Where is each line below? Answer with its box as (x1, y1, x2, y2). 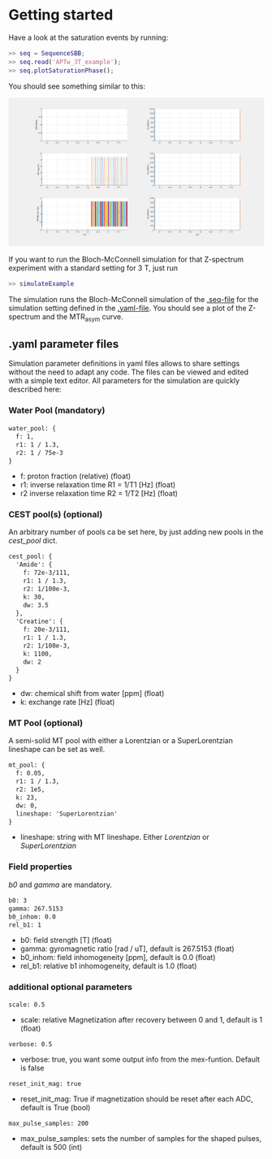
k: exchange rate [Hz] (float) (19, 697, 115, 707)
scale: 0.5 (8, 1001, 45, 1009)
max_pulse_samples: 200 (8, 1119, 89, 1127)
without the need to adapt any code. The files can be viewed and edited (8, 367, 249, 377)
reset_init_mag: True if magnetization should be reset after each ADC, (19, 1094, 253, 1104)
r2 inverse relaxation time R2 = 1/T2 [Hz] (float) (19, 488, 179, 498)
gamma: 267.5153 (8, 904, 63, 913)
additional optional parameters (8, 981, 132, 993)
